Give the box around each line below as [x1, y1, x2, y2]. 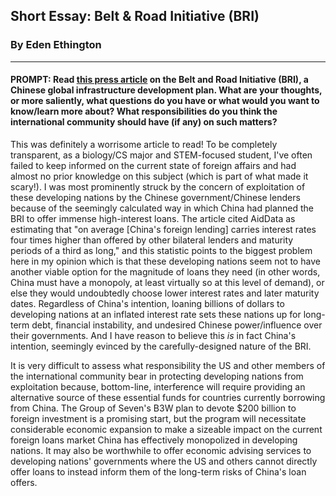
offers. [10, 476, 38, 488]
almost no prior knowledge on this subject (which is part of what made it [10, 170, 309, 182]
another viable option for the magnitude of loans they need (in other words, [10, 265, 321, 278]
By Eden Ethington [10, 38, 102, 52]
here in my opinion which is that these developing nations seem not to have [10, 255, 321, 267]
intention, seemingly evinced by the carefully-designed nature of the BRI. [10, 340, 312, 352]
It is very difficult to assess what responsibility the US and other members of [10, 359, 326, 371]
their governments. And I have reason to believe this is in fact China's [10, 329, 297, 341]
